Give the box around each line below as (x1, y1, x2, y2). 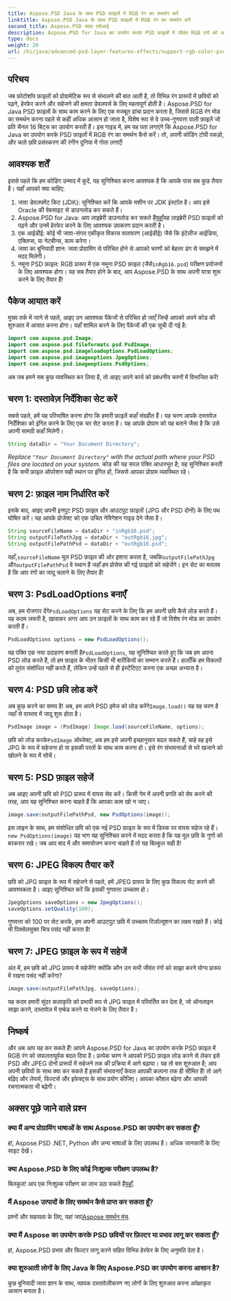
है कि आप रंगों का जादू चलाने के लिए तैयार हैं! (8, 568, 104, 576)
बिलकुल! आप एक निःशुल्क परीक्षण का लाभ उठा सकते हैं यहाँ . (8, 1180, 135, 1188)
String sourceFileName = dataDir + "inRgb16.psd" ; (8, 528, 156, 535)
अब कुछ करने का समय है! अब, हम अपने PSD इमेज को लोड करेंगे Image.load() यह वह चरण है (8, 702, 219, 710)
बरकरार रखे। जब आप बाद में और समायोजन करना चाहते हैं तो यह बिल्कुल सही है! (8, 839, 182, 847)
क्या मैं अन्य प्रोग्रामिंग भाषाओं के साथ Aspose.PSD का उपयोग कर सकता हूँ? (8, 1123, 201, 1133)
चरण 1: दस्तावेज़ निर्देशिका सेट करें (8, 393, 117, 405)
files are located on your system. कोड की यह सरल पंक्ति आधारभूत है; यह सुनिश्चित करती (8, 460, 223, 468)
